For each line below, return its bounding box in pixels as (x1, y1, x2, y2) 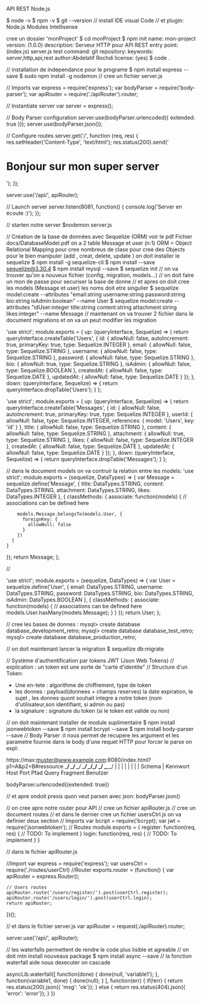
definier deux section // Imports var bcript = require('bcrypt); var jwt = (6, 817, 181, 824)
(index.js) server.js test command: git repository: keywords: (6, 48, 154, 55)
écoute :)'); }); (6, 209, 41, 216)
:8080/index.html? (106, 756, 151, 764)
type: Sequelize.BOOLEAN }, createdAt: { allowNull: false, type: (6, 366, 163, 374)
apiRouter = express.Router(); (6, 872, 80, 880)
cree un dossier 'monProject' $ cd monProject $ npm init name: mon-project (6, 35, 196, 42)
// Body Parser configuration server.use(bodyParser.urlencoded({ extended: (6, 114, 195, 121)
